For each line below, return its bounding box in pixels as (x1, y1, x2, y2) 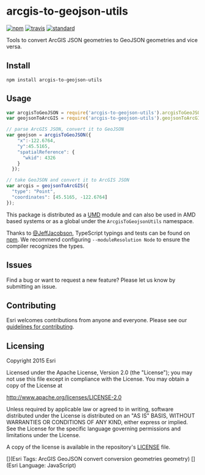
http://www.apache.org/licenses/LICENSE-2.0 (6, 394, 122, 401)
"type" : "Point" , (12, 188, 56, 195)
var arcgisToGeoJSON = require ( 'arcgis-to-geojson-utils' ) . (6, 109, 163, 116)
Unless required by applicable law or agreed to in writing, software (6, 405, 174, 413)
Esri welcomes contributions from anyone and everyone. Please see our (6, 317, 187, 324)
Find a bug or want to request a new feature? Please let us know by (6, 276, 176, 284)
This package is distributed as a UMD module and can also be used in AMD (6, 211, 196, 218)
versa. (6, 43, 23, 50)
